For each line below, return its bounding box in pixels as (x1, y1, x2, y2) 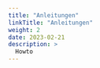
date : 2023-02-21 (8, 33, 65, 41)
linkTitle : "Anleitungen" (8, 19, 93, 27)
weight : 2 (8, 26, 41, 34)
